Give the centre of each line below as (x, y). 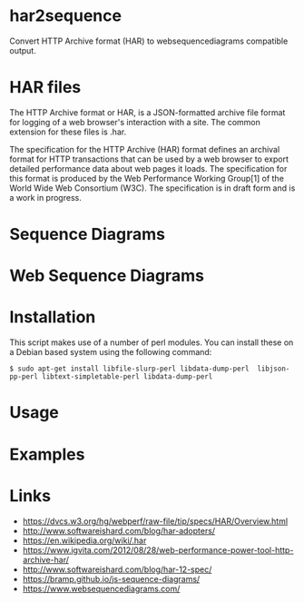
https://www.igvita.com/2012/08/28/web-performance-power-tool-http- (158, 549)
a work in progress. (45, 197)
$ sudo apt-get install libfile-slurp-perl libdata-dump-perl (129, 369)
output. (23, 50)
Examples (47, 454)
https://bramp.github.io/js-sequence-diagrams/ (111, 578)
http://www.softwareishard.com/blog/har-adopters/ (119, 530)
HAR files (45, 88)
